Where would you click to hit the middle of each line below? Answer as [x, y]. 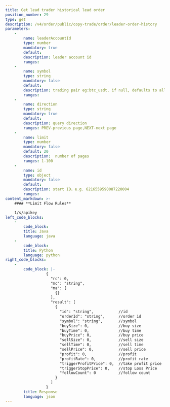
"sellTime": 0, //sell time [101, 345]
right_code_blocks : [26, 260]
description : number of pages [56, 156]
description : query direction [55, 123]
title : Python [38, 250]
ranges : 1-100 [38, 161]
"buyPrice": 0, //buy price [101, 335]
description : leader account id [58, 57]
